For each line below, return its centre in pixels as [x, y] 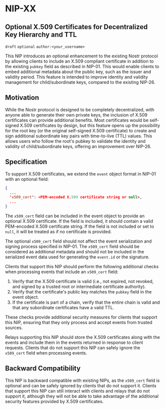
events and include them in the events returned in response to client [74, 342]
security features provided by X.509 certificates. [54, 401]
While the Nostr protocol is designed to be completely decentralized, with [80, 110]
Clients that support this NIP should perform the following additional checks [82, 266]
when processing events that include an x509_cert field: [62, 272]
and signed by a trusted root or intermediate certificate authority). [79, 286]
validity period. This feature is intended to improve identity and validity [77, 77]
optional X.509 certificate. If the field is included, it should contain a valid [79, 221]
